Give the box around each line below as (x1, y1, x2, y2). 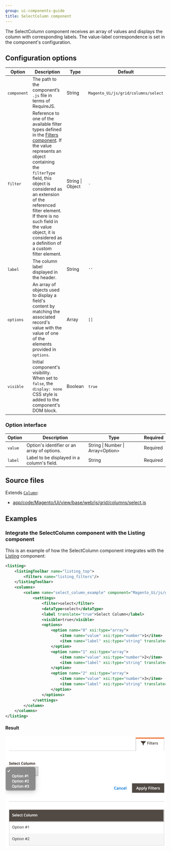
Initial (32, 359, 44, 365)
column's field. (26, 460, 58, 466)
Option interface (5, 422, 47, 429)
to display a (32, 292, 57, 298)
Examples (5, 514, 37, 523)
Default (118, 69, 134, 75)
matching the (32, 308, 60, 314)
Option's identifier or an (26, 442, 76, 448)
